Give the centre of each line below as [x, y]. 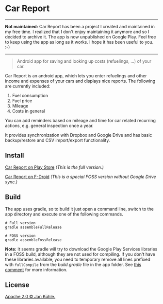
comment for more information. [36, 269]
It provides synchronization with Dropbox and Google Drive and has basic [79, 135]
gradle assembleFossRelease [33, 240]
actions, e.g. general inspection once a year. [49, 125]
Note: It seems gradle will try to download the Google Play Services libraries [81, 249]
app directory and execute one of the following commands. [64, 214]
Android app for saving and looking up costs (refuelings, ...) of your [84, 61]
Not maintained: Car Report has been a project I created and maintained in [80, 26]
